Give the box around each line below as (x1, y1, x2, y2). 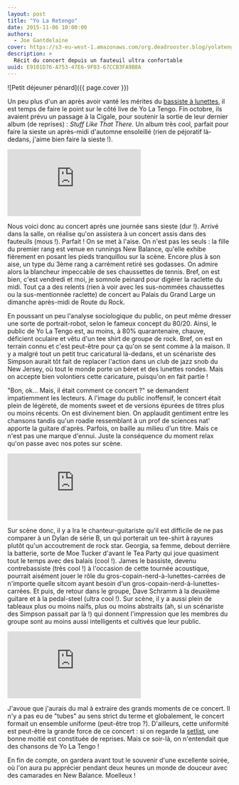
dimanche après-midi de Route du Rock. (7, 298, 126, 306)
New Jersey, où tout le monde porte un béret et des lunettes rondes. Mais (7, 365, 224, 373)
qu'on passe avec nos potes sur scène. (7, 439, 123, 447)
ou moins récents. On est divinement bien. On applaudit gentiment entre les (7, 408, 229, 417)
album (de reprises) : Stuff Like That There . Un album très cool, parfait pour (7, 119, 229, 128)
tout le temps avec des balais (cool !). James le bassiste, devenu (7, 556, 197, 564)
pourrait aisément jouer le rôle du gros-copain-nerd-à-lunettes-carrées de (7, 572, 226, 580)
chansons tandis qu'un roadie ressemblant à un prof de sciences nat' (7, 416, 211, 425)
